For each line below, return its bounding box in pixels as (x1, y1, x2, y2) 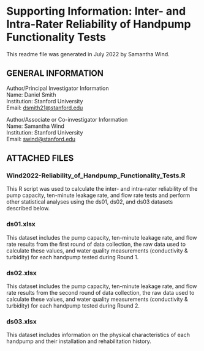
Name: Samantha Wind (6, 122, 64, 130)
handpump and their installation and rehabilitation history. (6, 338, 152, 345)
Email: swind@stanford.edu (6, 135, 75, 142)
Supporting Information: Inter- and (6, 4, 186, 18)
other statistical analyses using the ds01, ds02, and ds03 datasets (6, 198, 173, 205)
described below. (6, 205, 50, 212)
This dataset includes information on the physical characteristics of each (6, 331, 190, 339)
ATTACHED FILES (6, 153, 74, 163)
